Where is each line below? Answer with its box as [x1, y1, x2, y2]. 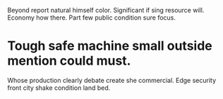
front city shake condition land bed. [7, 84, 111, 92]
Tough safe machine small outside [7, 38, 213, 54]
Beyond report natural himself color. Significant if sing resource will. [7, 6, 205, 14]
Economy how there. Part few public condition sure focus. [7, 13, 176, 22]
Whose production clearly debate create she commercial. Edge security [7, 76, 217, 84]
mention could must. [7, 53, 131, 69]
